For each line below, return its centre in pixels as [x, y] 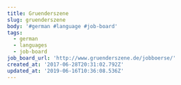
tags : [15, 33]
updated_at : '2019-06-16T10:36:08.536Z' [66, 71]
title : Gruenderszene [38, 13]
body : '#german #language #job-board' [62, 26]
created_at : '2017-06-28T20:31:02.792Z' [66, 64]
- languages [31, 45]
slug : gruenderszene [37, 20]
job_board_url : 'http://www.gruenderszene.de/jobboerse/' [92, 58]
